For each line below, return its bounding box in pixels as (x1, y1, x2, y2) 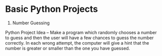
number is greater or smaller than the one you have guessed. (5, 45, 130, 51)
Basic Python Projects (5, 3, 98, 15)
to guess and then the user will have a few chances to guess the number (5, 35, 154, 41)
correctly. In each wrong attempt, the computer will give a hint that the (5, 40, 149, 46)
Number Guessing (12, 20, 50, 26)
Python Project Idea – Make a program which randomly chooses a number (5, 29, 157, 35)
